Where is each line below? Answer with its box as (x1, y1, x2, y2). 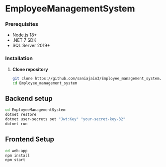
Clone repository (12, 66, 48, 72)
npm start (5, 158, 26, 163)
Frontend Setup (5, 135, 55, 144)
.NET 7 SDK (12, 37, 37, 43)
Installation (5, 55, 33, 62)
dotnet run (5, 121, 28, 126)
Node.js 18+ (12, 32, 37, 38)
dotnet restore (5, 112, 37, 117)
